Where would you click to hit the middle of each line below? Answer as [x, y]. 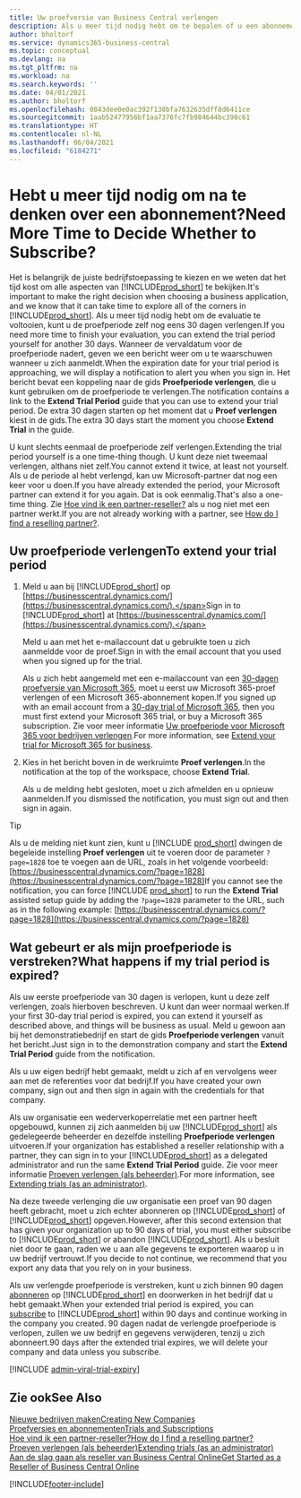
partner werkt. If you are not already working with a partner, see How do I [144, 513]
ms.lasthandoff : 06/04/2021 [62, 142]
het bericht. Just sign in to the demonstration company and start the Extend [149, 1045]
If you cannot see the [244, 881]
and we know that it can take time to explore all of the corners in [128, 306]
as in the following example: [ [64, 909]
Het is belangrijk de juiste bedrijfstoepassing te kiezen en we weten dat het [148, 277]
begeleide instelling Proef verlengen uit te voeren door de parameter [137, 853]
